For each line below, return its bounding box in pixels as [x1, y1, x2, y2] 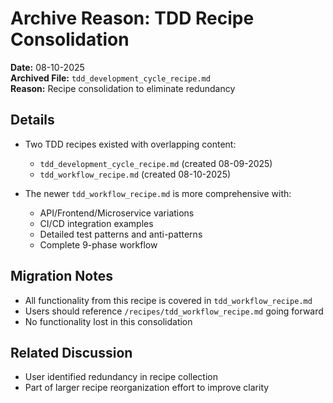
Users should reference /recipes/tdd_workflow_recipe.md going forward [24, 305, 324, 317]
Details [10, 112, 55, 129]
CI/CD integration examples [39, 217, 154, 229]
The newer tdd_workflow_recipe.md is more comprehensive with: [24, 187, 292, 199]
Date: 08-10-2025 [10, 61, 85, 73]
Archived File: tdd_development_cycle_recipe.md [10, 72, 211, 84]
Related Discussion [10, 344, 133, 361]
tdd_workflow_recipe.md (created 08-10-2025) [39, 168, 232, 180]
